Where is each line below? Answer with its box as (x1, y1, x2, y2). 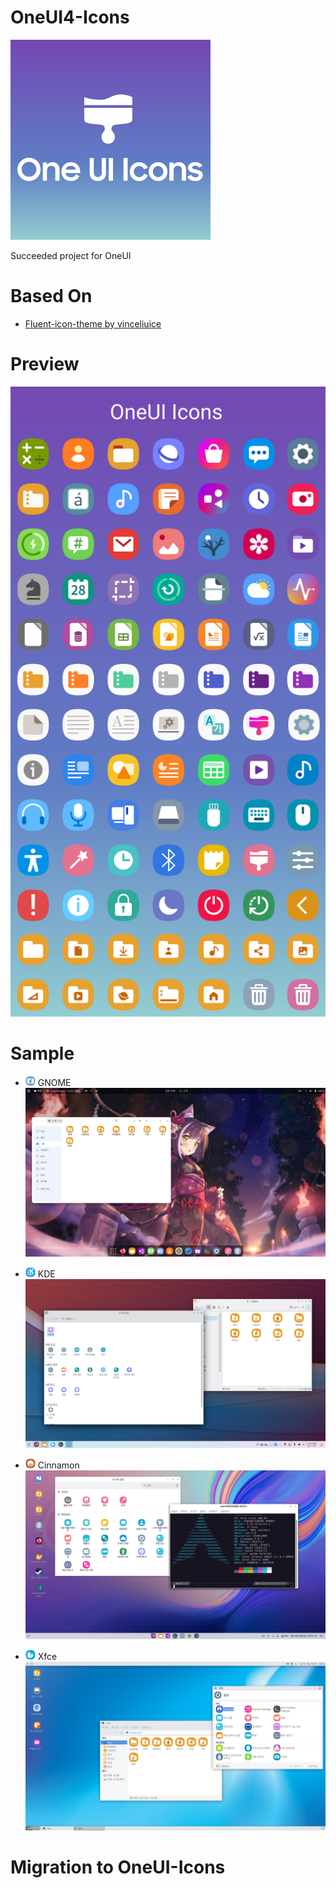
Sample (10, 1042, 75, 1065)
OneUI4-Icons (10, 6, 130, 29)
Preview (10, 353, 80, 376)
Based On (10, 285, 93, 308)
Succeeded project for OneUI (10, 249, 132, 261)
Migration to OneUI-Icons (10, 1856, 226, 1879)
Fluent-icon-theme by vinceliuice (24, 317, 162, 330)
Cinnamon (37, 1459, 80, 1471)
